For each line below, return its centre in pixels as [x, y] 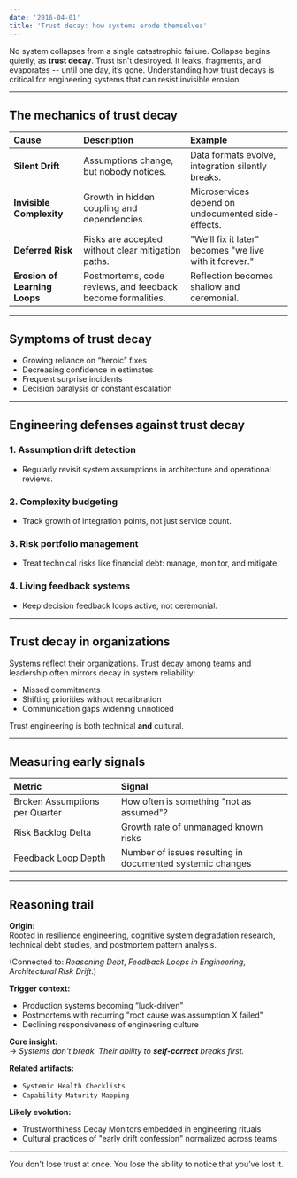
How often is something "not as [186, 801]
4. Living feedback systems [70, 586]
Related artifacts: [42, 1068]
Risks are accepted [123, 239]
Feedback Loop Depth [60, 858]
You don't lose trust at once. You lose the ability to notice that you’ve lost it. [147, 1164]
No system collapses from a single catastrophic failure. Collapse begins [140, 51]
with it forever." [222, 261]
